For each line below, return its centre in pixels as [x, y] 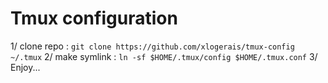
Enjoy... [25, 67]
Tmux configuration [94, 18]
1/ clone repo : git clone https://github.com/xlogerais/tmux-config [152, 46]
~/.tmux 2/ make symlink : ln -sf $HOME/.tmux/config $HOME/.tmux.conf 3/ [164, 56]
